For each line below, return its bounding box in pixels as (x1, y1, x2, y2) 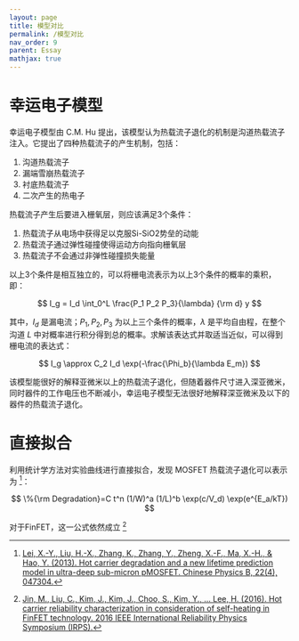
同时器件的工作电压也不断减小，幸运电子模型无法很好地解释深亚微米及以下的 (9, 387, 290, 398)
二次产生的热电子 (21, 190, 85, 200)
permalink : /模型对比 (9, 29, 85, 38)
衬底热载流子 (21, 179, 69, 190)
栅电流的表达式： (9, 340, 72, 351)
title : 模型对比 (9, 21, 64, 30)
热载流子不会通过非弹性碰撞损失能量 (21, 250, 156, 261)
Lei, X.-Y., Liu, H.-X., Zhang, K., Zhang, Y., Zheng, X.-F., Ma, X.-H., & (21, 548, 273, 558)
